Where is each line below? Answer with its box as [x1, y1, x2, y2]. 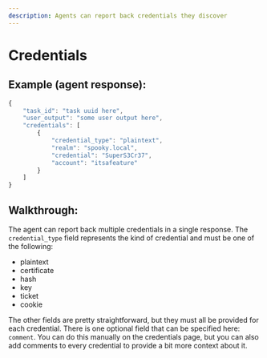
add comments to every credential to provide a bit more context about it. [8, 340, 248, 350]
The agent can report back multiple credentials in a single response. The [8, 224, 249, 234]
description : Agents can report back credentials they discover [8, 11, 228, 20]
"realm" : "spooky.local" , [51, 143, 138, 152]
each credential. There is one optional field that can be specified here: [8, 324, 241, 333]
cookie [19, 300, 42, 309]
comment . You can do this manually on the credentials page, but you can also [8, 332, 259, 341]
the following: [8, 241, 54, 251]
